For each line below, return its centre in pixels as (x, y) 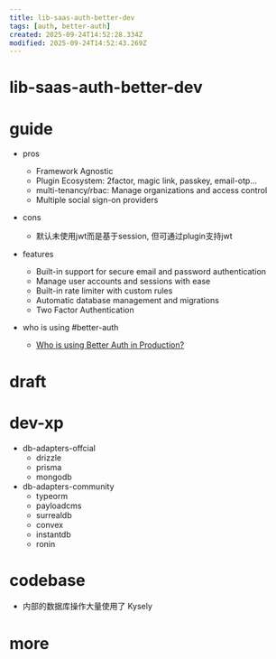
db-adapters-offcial (59, 448)
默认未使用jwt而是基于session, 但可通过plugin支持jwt (134, 237)
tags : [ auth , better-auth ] (60, 26)
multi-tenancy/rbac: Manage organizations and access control (152, 190)
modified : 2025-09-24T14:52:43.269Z (78, 43)
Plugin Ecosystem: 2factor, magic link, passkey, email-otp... (146, 181)
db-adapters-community (68, 486)
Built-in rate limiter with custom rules (104, 291)
